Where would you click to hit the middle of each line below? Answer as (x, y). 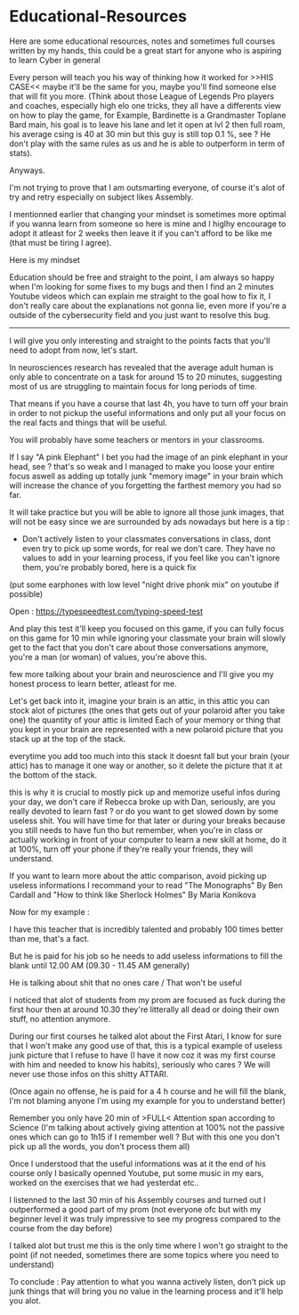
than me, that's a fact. (49, 938)
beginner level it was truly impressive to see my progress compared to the (145, 1219)
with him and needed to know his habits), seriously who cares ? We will (140, 1064)
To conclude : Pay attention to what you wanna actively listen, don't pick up (148, 1281)
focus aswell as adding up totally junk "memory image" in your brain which (146, 476)
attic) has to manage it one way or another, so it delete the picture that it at (146, 765)
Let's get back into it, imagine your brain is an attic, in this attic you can (139, 700)
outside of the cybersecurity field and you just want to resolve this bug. (140, 314)
